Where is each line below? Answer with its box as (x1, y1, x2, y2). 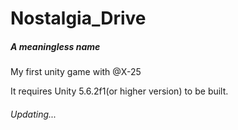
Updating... (10, 108, 57, 120)
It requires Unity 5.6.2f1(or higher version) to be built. (10, 85, 229, 97)
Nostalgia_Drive (10, 7, 147, 30)
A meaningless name (10, 40, 101, 52)
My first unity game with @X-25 (10, 66, 142, 78)
